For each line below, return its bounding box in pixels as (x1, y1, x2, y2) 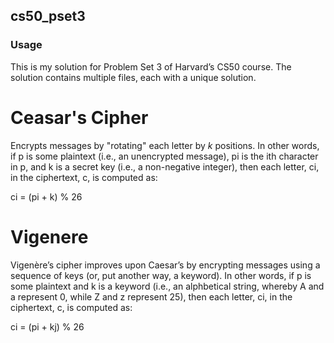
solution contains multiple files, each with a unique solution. (10, 71, 257, 83)
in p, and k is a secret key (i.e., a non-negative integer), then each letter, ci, (10, 160, 320, 173)
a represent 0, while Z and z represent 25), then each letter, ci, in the (10, 290, 293, 303)
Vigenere (10, 225, 89, 248)
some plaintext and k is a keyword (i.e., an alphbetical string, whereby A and (10, 280, 325, 292)
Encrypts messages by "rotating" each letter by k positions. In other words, (10, 139, 320, 151)
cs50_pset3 (10, 8, 86, 25)
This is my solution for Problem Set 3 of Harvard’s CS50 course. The (10, 60, 292, 73)
